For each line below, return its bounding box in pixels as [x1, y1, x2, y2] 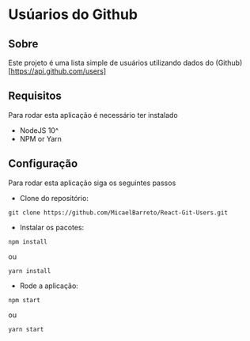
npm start [8, 296, 41, 304]
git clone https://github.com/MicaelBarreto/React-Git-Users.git [8, 208, 228, 217]
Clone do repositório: [19, 193, 89, 203]
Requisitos [8, 89, 62, 103]
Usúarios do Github [8, 6, 138, 24]
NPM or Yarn [19, 134, 62, 143]
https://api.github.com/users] [10, 66, 107, 76]
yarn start [8, 325, 44, 333]
